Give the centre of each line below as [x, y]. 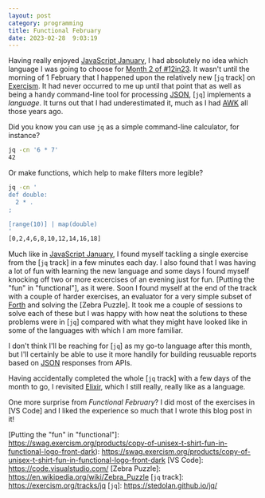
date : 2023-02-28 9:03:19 [53, 38]
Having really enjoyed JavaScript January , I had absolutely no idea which [128, 61]
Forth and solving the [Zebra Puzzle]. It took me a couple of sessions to [125, 305]
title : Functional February [55, 30]
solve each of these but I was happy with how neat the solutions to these [128, 314]
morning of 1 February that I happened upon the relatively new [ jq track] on [132, 77]
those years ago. [36, 112]
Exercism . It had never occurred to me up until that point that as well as [125, 86]
